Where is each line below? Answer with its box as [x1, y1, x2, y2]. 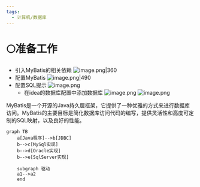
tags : [6, 8, 20, 15]
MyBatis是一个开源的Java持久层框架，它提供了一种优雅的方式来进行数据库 [6, 102, 190, 109]
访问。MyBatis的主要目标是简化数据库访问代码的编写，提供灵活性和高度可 [6, 109, 189, 117]
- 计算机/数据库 [11, 14, 47, 20]
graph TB [6, 129, 28, 135]
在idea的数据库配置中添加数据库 [23, 89, 103, 96]
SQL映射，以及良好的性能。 [16, 117, 85, 124]
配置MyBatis [14, 74, 46, 82]
